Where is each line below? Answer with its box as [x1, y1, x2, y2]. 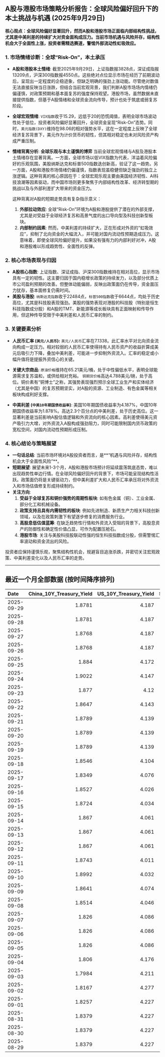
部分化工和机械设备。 [19, 502, 63, 507]
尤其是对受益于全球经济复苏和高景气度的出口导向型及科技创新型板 [19, 212, 153, 218]
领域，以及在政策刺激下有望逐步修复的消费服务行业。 [19, 514, 128, 519]
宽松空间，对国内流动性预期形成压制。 [12, 426, 90, 432]
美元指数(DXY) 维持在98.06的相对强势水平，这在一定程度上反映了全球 [21, 126, 158, 132]
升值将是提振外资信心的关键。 [16, 356, 77, 362]
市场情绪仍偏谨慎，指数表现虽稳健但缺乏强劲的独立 [50, 167, 153, 173]
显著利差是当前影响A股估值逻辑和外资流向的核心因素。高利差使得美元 [12, 414, 153, 420]
